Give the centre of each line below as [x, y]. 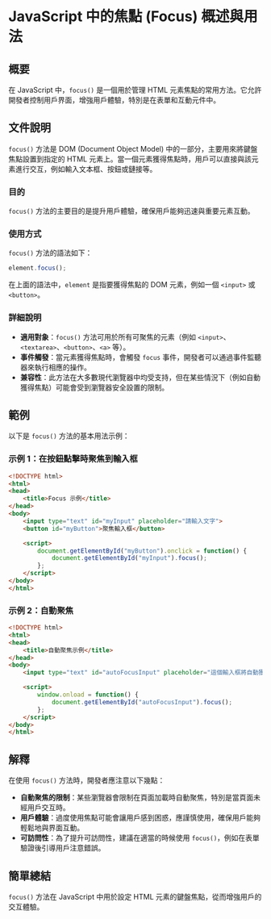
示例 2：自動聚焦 [41, 610]
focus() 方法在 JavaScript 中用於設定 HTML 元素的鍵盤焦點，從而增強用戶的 [135, 896]
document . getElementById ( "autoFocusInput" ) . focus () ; [142, 702]
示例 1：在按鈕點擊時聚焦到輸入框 [73, 459]
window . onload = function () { [88, 695]
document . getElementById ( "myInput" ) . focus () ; [129, 558]
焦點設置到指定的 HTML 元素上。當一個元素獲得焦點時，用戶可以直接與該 [130, 159]
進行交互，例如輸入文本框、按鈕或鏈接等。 [86, 169]
